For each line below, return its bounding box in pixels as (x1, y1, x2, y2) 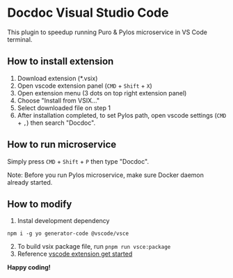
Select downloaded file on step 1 (17, 103, 111, 112)
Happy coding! (7, 263, 51, 272)
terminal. (7, 35, 33, 43)
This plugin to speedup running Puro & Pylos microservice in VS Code (7, 28, 207, 36)
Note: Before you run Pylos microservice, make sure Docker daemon (7, 171, 204, 179)
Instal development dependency (17, 217, 110, 225)
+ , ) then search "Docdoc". (17, 118, 96, 127)
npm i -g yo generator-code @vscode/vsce (7, 230, 129, 238)
